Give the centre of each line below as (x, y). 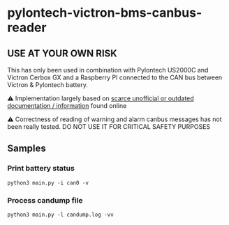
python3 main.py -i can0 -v (48, 183)
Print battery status (41, 169)
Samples (27, 149)
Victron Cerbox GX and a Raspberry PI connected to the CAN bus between (115, 77)
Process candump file (45, 200)
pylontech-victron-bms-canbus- (105, 13)
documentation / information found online (67, 106)
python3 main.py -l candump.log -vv (60, 215)
